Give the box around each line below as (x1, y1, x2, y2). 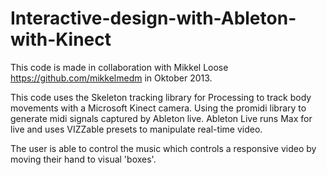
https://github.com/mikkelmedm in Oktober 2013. (10, 72, 213, 84)
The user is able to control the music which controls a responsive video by (10, 142, 317, 154)
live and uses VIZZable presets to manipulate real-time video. (10, 123, 263, 135)
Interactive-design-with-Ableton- (10, 7, 297, 30)
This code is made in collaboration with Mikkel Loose (10, 61, 229, 73)
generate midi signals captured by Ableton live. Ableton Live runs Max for (10, 112, 313, 124)
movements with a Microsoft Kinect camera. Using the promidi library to (10, 102, 307, 114)
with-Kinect (10, 28, 112, 51)
